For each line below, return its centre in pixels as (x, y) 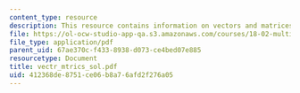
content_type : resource (54, 17)
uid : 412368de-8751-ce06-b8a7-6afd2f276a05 (92, 75)
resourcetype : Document (54, 58)
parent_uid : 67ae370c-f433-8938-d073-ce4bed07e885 (105, 50)
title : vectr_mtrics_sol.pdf (63, 67)
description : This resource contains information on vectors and (133, 26)
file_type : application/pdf (62, 42)
